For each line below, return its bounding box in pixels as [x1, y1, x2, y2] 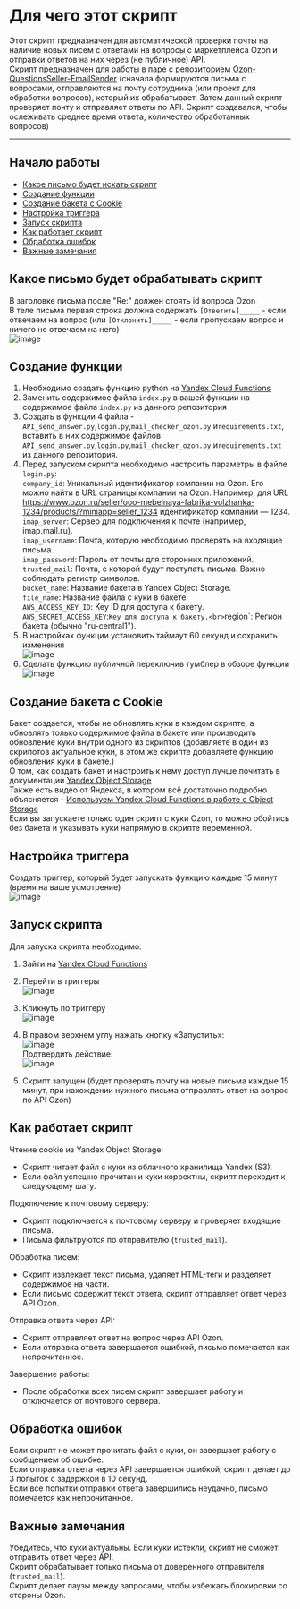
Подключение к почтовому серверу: [9, 1197, 150, 1209]
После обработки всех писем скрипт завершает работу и [21, 1385, 244, 1397]
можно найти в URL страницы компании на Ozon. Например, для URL [21, 487, 289, 498]
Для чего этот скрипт [9, 5, 178, 26]
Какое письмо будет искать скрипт [21, 178, 158, 189]
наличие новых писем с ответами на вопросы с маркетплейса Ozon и [9, 44, 279, 55]
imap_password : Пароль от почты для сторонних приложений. [21, 554, 254, 565]
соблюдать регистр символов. [21, 573, 140, 584]
